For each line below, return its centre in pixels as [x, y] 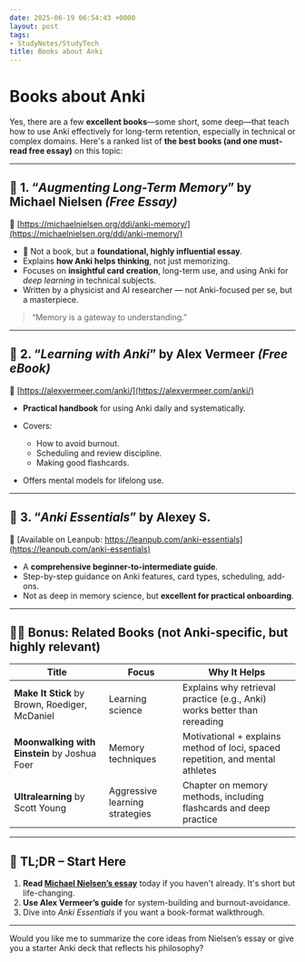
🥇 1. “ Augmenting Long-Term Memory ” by [131, 188]
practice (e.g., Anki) [224, 699]
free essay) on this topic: [76, 151]
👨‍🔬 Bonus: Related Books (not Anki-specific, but [149, 632]
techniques [133, 759]
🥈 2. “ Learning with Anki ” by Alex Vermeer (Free [149, 354]
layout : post [34, 26]
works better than [220, 710]
